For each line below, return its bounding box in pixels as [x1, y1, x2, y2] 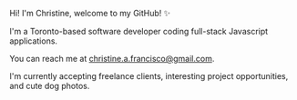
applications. [9, 35, 57, 46]
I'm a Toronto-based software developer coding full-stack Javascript [9, 26, 269, 36]
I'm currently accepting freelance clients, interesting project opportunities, [9, 71, 289, 81]
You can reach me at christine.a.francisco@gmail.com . [9, 54, 215, 64]
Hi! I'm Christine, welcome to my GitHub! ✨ [9, 8, 171, 18]
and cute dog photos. [9, 81, 90, 91]
